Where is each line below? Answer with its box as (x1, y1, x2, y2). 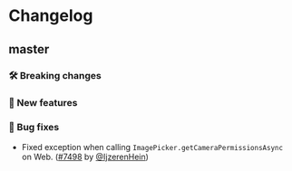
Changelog (8, 5, 93, 26)
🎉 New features (8, 97, 78, 109)
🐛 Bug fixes (8, 121, 60, 134)
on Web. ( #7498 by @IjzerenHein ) (21, 151, 149, 162)
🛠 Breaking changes (8, 69, 102, 81)
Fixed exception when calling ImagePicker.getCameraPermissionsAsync (21, 141, 283, 152)
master (8, 42, 50, 57)
